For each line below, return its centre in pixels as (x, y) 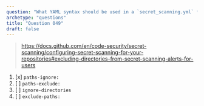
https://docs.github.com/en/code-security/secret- (84, 46)
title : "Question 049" (35, 23)
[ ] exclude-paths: (38, 96)
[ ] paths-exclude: (38, 84)
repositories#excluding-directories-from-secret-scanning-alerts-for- (107, 59)
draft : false (23, 29)
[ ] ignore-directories (43, 90)
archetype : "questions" (36, 18)
